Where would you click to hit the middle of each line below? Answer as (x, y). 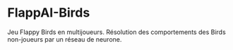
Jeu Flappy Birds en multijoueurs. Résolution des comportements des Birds (116, 32)
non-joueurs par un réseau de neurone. (65, 39)
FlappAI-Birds (49, 13)
